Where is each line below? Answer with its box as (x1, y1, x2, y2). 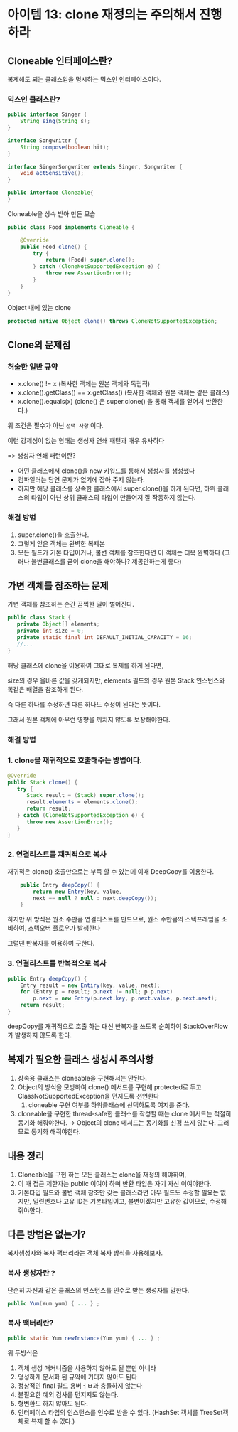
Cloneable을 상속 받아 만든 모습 (7, 209, 96, 218)
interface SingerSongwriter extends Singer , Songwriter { (7, 163, 183, 171)
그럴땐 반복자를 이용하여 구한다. (7, 939, 95, 948)
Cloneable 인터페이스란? (7, 55, 113, 67)
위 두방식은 (7, 1348, 38, 1357)
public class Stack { (7, 614, 72, 621)
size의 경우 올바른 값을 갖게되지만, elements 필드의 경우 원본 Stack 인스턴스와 (7, 676, 225, 685)
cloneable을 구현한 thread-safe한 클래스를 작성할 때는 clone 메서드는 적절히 (17, 1109, 232, 1118)
